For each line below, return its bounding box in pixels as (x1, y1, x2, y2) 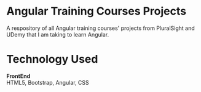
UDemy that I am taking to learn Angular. (6, 30, 109, 38)
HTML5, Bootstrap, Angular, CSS (6, 79, 89, 86)
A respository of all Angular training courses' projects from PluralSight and (6, 24, 195, 32)
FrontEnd (6, 72, 31, 80)
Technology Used (6, 52, 98, 66)
